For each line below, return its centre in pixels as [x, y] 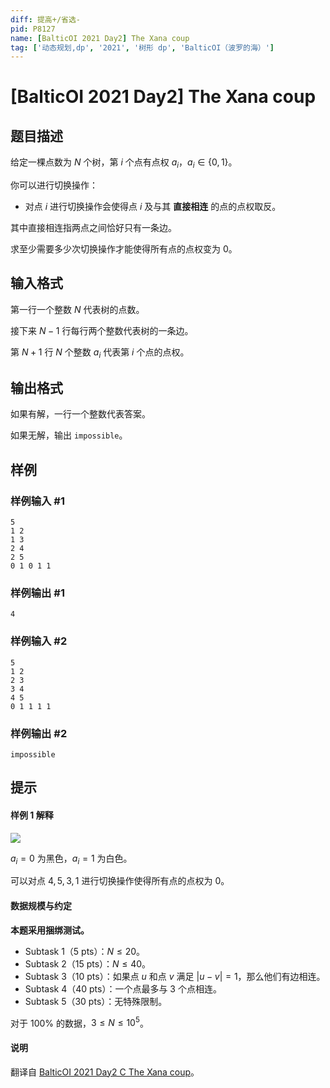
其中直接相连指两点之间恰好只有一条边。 [93, 228]
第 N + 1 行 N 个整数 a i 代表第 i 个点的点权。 [100, 353]
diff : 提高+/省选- [46, 19]
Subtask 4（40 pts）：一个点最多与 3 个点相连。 [123, 988]
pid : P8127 [33, 29]
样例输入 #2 [39, 641]
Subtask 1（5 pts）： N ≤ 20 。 [85, 951]
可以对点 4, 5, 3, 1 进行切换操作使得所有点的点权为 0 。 [120, 881]
